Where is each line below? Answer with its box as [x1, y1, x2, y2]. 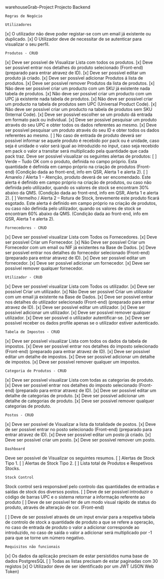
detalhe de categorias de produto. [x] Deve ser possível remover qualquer [5, 398, 154, 404]
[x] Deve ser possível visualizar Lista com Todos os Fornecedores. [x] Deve [5, 234, 158, 240]
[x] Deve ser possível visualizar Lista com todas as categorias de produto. [5, 377, 154, 383]
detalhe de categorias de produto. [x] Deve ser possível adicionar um [5, 393, 145, 398]
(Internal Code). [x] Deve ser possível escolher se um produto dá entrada [5, 111, 153, 117]
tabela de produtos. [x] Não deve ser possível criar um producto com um [5, 91, 152, 96]
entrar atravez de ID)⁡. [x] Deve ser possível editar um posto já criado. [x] [5, 432, 151, 438]
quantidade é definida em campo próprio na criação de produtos [5, 164, 136, 169]
